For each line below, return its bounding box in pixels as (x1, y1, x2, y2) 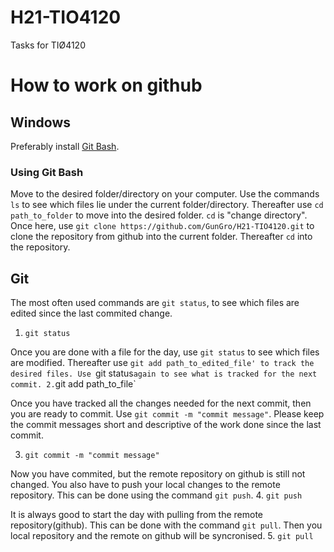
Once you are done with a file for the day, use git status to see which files (10, 346, 320, 358)
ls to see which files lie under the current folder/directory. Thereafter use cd (10, 199, 324, 211)
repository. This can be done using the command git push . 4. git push (10, 489, 303, 501)
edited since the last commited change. (10, 307, 173, 320)
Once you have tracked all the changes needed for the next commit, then (10, 397, 312, 410)
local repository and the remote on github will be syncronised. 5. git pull (10, 530, 314, 542)
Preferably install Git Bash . (10, 140, 120, 152)
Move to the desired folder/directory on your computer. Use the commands (10, 188, 320, 200)
